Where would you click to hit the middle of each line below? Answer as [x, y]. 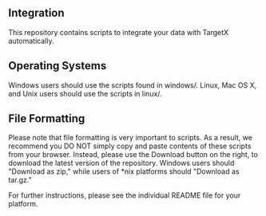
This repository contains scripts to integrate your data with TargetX [119, 32]
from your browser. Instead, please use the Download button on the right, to [133, 155]
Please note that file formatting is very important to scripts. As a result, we [131, 138]
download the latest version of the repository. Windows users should [121, 163]
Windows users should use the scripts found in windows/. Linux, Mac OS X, [133, 85]
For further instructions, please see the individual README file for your [125, 195]
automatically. [31, 41]
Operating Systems [58, 66]
